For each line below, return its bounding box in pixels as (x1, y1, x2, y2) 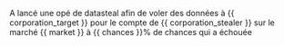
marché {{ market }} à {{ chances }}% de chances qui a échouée (9, 27, 253, 37)
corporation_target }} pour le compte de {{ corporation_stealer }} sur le (9, 17, 276, 28)
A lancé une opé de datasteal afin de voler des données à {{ (9, 8, 235, 18)
